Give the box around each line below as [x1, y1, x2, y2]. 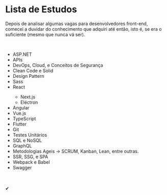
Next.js [20, 94, 36, 100]
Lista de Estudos [5, 4, 78, 15]
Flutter [12, 121, 27, 127]
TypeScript [12, 115, 36, 121]
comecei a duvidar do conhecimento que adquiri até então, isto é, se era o [5, 26, 162, 32]
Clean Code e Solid [12, 68, 54, 74]
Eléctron [20, 99, 38, 105]
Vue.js [12, 110, 27, 116]
